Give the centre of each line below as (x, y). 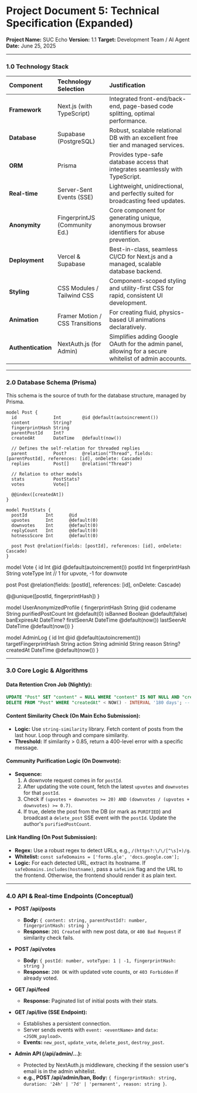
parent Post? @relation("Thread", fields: (82, 453)
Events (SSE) (76, 197)
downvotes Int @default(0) (55, 525)
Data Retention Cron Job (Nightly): (49, 684)
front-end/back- (163, 99)
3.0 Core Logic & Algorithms (47, 670)
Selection (71, 89)
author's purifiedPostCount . (57, 824)
